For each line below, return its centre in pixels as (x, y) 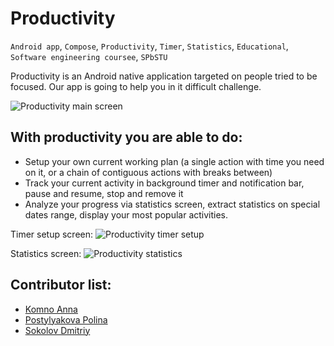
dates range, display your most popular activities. (126, 214)
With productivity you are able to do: (126, 137)
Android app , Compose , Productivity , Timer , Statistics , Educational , (149, 46)
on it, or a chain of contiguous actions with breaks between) (148, 172)
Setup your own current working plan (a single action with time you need (174, 161)
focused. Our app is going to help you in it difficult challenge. (136, 86)
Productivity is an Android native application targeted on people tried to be (164, 76)
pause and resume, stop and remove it (104, 193)
